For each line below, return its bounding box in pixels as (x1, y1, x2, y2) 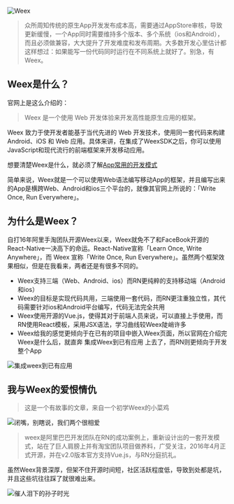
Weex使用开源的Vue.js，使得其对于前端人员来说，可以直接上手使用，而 (17, 311, 224, 320)
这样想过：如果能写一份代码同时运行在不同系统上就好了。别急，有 (24, 48, 214, 55)
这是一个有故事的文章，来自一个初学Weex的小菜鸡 (24, 403, 170, 412)
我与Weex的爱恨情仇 (7, 384, 97, 395)
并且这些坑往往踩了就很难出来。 (7, 475, 99, 483)
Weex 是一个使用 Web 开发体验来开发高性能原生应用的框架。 (24, 113, 200, 122)
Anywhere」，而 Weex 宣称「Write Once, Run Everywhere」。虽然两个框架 (7, 253, 219, 261)
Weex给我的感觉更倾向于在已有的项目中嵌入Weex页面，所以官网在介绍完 (17, 329, 228, 337)
